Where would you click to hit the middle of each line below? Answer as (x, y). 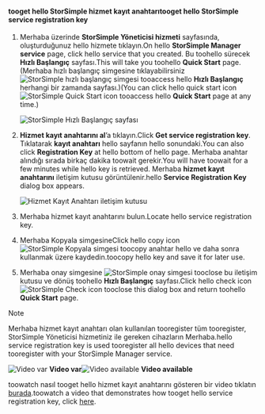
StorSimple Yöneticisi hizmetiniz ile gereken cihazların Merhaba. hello (121, 337)
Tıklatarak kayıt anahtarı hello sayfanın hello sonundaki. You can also (132, 144)
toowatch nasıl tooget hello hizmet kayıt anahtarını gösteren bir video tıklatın (132, 385)
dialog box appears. (52, 186)
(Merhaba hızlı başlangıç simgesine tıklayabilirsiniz (102, 71)
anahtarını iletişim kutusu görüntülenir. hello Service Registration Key (133, 178)
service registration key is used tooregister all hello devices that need (121, 346)
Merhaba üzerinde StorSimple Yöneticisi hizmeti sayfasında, (119, 37)
